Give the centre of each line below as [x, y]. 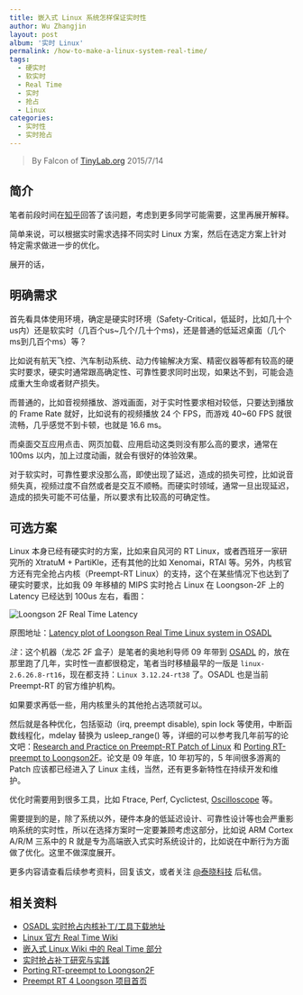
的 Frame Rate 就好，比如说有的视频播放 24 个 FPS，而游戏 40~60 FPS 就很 [151, 413]
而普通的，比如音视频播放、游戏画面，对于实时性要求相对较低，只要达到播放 [151, 402]
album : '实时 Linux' [46, 43]
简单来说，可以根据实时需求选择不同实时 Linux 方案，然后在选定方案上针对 [148, 233]
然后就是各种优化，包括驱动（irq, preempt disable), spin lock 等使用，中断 [147, 724]
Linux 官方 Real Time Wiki [70, 937]
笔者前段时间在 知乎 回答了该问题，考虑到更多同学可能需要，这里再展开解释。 [151, 215]
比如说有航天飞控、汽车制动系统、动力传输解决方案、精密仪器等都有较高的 [147, 361]
